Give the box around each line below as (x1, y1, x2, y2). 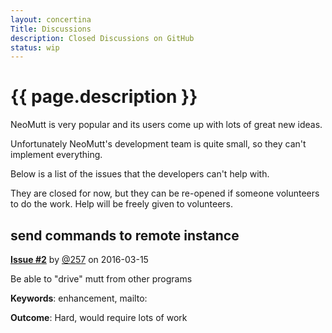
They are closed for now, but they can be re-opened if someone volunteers (10, 187, 320, 200)
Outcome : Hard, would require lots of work (10, 312, 188, 323)
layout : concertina (10, 14, 92, 25)
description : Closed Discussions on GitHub (10, 33, 195, 43)
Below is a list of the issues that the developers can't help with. (10, 168, 270, 180)
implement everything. (10, 149, 103, 161)
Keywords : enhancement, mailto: (10, 292, 148, 304)
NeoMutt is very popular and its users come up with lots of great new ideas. (10, 119, 323, 131)
